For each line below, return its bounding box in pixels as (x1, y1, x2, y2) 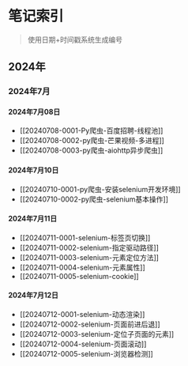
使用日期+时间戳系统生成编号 (27, 35, 123, 44)
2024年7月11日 (8, 214, 58, 224)
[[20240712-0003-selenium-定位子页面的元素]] (19, 330, 175, 339)
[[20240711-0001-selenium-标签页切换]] (19, 232, 151, 242)
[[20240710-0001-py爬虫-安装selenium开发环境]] (19, 184, 181, 194)
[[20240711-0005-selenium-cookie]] (19, 271, 140, 281)
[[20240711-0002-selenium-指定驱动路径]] (19, 243, 160, 252)
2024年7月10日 (8, 165, 59, 175)
